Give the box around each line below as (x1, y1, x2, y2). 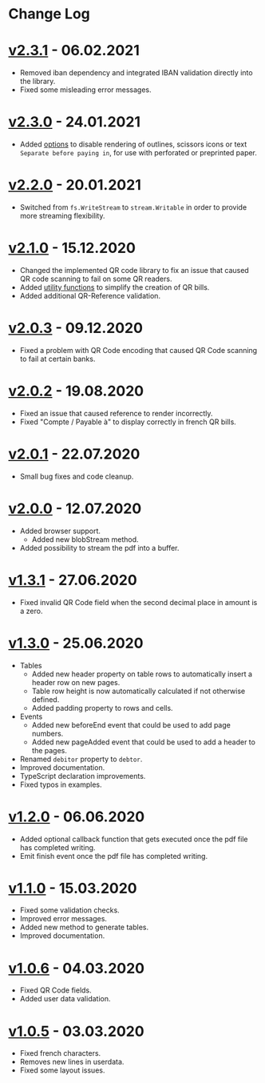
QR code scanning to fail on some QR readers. (19, 274, 172, 283)
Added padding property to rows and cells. (31, 703, 173, 712)
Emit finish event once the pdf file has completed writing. (19, 851, 208, 860)
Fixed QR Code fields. (19, 985, 92, 995)
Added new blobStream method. (31, 534, 139, 544)
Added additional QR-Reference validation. (19, 291, 161, 300)
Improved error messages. (19, 914, 108, 924)
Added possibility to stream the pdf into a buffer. (19, 543, 180, 552)
